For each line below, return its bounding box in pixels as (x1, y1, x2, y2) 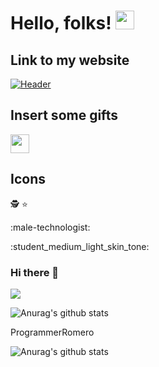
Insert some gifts (10, 107, 118, 124)
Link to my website (10, 51, 130, 69)
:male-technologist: (10, 221, 91, 233)
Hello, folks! (10, 12, 112, 35)
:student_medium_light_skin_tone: (10, 240, 150, 252)
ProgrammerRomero (10, 326, 95, 338)
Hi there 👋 (10, 265, 60, 279)
